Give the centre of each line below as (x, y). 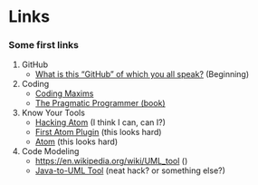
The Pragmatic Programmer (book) (100, 103)
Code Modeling (50, 151)
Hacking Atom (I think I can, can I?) (100, 122)
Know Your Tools (53, 113)
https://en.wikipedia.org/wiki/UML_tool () (111, 161)
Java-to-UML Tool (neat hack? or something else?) (130, 170)
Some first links (43, 45)
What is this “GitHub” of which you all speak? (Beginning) (142, 74)
